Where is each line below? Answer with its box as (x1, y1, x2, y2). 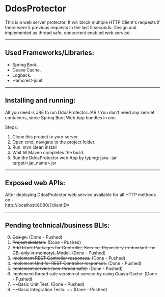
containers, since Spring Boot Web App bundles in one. (5, 114, 117, 121)
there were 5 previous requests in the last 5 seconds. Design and (5, 24, 137, 30)
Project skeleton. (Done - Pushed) (12, 239, 81, 245)
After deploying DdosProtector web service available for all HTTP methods (5, 192, 156, 198)
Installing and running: (5, 97, 76, 105)
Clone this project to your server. (12, 133, 79, 139)
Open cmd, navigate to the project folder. (12, 139, 96, 145)
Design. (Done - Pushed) (12, 234, 63, 240)
